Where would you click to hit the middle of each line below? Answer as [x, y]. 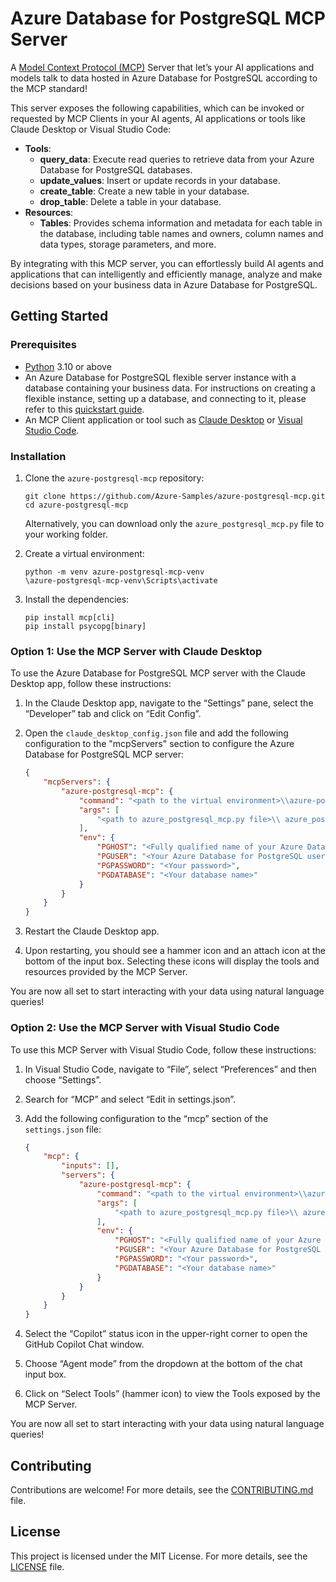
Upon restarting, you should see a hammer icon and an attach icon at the [175, 951]
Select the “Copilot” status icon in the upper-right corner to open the [166, 1334]
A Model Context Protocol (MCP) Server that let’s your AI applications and [162, 67]
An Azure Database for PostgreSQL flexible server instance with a [160, 377]
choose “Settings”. [63, 1079]
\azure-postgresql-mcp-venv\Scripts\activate [121, 580]
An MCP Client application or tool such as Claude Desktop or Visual [163, 419]
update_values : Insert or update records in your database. [160, 180]
